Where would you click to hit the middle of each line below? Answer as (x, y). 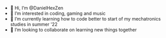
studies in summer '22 (34, 24)
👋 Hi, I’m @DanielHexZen (36, 8)
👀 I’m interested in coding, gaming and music (58, 13)
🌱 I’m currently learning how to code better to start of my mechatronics (85, 19)
